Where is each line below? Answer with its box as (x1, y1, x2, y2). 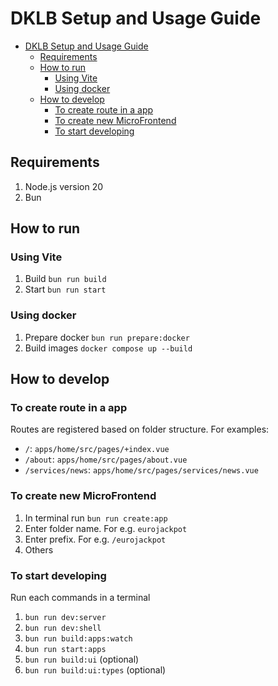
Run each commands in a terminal (10, 592, 151, 604)
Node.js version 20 (24, 180, 104, 192)
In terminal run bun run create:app (24, 512, 168, 524)
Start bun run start (24, 283, 107, 296)
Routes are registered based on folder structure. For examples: (10, 423, 270, 436)
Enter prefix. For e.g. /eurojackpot (24, 533, 167, 545)
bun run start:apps (24, 645, 107, 655)
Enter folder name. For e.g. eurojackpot (24, 522, 188, 534)
